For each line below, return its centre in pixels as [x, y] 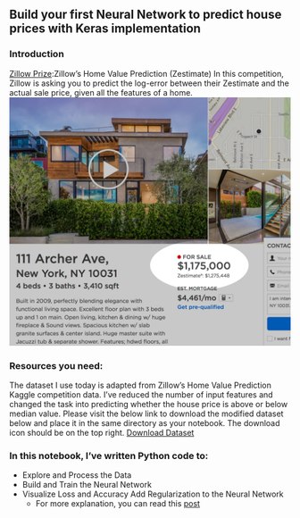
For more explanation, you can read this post [118, 504]
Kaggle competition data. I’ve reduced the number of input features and [142, 394]
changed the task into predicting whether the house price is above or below [149, 404]
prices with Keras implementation [105, 29]
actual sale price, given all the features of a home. [101, 92]
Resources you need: [56, 365]
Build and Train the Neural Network [87, 485]
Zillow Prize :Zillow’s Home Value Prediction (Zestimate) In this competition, [146, 73]
